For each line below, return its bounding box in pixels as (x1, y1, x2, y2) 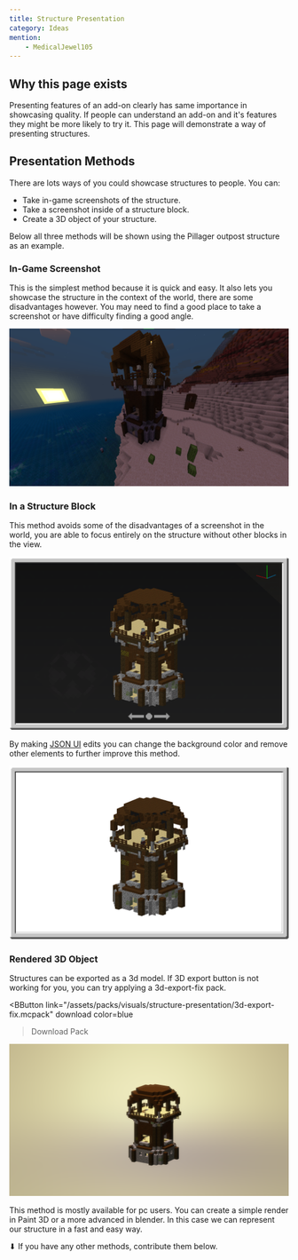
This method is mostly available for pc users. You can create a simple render (9, 1205, 289, 1216)
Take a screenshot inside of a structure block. (21, 204, 190, 215)
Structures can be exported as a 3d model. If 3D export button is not (9, 973, 259, 984)
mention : (9, 33, 42, 42)
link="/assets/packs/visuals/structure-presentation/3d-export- (45, 1000, 275, 1010)
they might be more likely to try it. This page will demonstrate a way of (9, 119, 266, 130)
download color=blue (55, 1009, 134, 1020)
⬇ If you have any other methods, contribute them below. (9, 1241, 218, 1252)
